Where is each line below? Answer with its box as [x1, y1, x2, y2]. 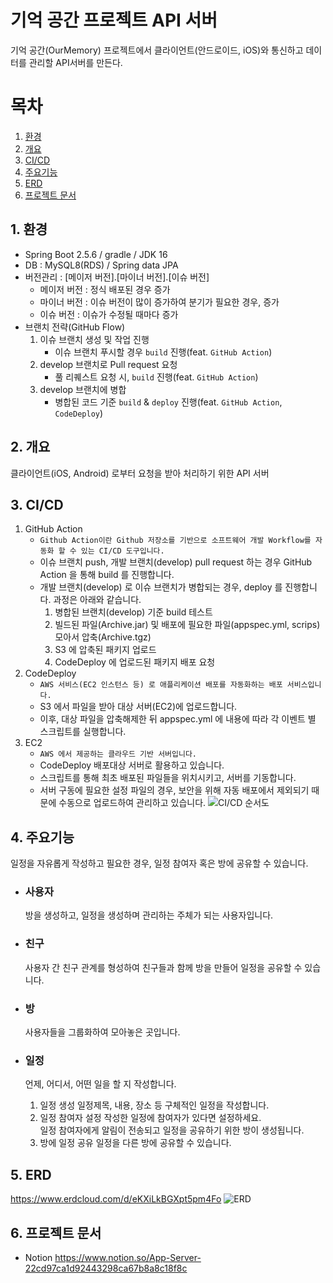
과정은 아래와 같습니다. [53, 594, 142, 606]
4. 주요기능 [10, 829, 75, 846]
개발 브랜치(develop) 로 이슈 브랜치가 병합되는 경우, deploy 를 [39, 581, 283, 593]
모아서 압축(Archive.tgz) [54, 631, 152, 643]
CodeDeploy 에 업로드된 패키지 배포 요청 [54, 656, 216, 668]
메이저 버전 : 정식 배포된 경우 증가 [39, 283, 171, 295]
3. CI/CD [10, 496, 64, 513]
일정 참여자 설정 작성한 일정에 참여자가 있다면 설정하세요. [39, 1112, 262, 1124]
